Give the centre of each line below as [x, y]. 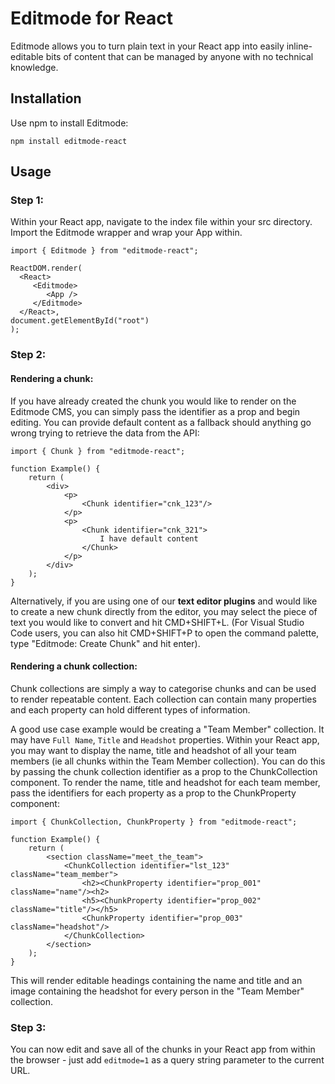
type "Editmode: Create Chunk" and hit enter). [105, 643]
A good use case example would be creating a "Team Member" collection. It [167, 729]
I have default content [149, 538]
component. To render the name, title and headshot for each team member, [165, 782]
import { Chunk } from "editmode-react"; [98, 451]
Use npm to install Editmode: [69, 123]
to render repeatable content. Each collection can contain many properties [163, 699]
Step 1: [27, 200]
